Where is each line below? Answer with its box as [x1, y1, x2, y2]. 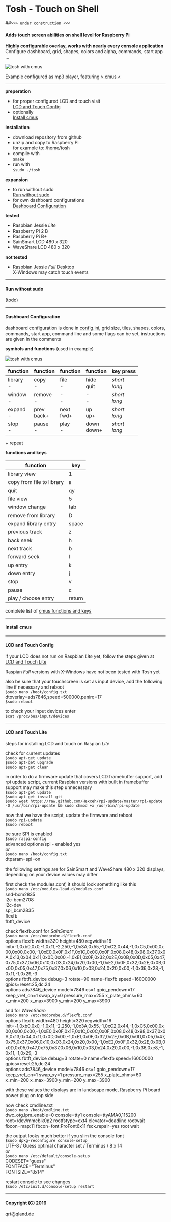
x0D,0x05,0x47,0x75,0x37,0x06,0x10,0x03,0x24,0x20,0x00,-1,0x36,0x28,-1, [5, 965, 165, 972]
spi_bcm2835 [5, 907, 34, 913]
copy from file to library [8, 478, 64, 486]
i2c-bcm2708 [5, 897, 34, 903]
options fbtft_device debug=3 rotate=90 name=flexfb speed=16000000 [5, 976, 156, 982]
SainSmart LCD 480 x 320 [12, 239, 68, 245]
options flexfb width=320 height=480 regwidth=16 [5, 938, 112, 944]
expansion [5, 176, 28, 183]
